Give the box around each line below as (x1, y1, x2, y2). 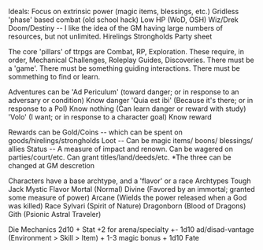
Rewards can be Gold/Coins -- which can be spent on (8, 127, 183, 137)
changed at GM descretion (8, 161, 95, 170)
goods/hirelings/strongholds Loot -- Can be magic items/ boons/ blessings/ (8, 136, 254, 145)
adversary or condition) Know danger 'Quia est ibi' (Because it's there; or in (8, 96, 254, 105)
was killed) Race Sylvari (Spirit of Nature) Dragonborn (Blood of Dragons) (8, 201, 246, 211)
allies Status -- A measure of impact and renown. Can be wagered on (8, 145, 234, 153)
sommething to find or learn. (8, 72, 101, 81)
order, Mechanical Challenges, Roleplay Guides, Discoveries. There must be (8, 55, 254, 64)
